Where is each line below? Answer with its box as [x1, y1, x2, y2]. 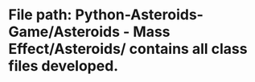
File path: [8, 6, 72, 24]
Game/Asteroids [8, 23, 121, 41]
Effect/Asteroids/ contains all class [8, 40, 248, 58]
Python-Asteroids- [75, 6, 204, 24]
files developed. [8, 57, 119, 76]
